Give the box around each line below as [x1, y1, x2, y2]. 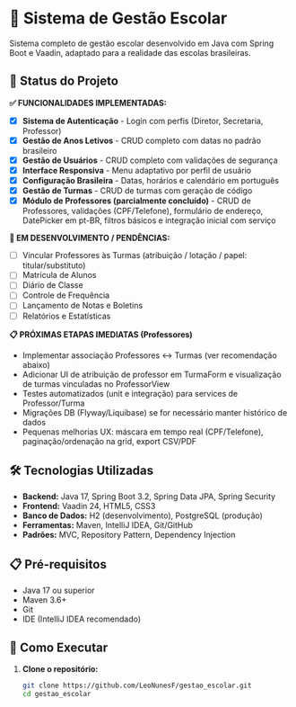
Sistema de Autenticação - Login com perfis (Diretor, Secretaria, [22, 115, 264, 126]
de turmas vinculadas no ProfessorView [22, 378, 170, 389]
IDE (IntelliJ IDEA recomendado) [22, 613, 142, 624]
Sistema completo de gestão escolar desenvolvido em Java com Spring [9, 38, 274, 49]
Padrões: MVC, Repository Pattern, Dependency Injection [22, 530, 236, 541]
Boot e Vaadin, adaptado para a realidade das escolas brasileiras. [9, 47, 251, 58]
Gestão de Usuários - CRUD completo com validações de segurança [22, 155, 278, 166]
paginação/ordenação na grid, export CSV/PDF [22, 435, 197, 446]
